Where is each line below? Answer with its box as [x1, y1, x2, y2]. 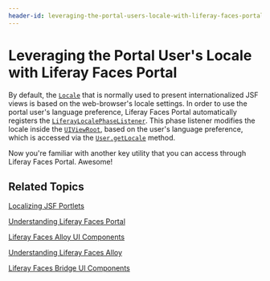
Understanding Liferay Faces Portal [8, 217, 126, 226]
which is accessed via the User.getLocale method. [8, 132, 176, 142]
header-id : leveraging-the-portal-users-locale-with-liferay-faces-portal [8, 11, 264, 20]
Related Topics [8, 180, 84, 193]
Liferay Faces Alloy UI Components [8, 232, 125, 242]
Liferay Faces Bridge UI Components [8, 263, 130, 273]
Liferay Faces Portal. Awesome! [8, 157, 113, 166]
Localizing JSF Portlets [8, 202, 84, 211]
